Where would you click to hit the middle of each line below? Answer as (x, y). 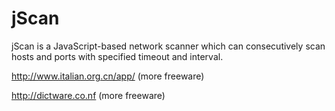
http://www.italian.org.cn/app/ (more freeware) (108, 76)
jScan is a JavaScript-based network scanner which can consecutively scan (168, 46)
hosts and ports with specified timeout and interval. (117, 56)
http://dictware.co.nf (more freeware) (88, 95)
